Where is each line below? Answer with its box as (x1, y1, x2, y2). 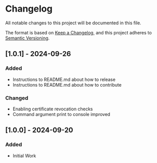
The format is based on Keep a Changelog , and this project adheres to (5, 29, 152, 35)
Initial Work (12, 152, 36, 158)
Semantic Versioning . (5, 35, 50, 41)
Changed (5, 94, 29, 101)
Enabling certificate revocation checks (12, 106, 93, 112)
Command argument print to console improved (12, 111, 110, 117)
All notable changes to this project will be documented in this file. (5, 20, 142, 26)
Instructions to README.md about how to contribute (12, 81, 122, 88)
